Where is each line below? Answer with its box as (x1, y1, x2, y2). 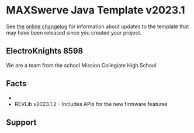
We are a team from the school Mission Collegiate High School (6, 62, 157, 69)
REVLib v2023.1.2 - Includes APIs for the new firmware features (14, 100, 168, 107)
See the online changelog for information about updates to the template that (6, 23, 189, 30)
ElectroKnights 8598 (6, 46, 84, 56)
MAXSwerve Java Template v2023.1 (6, 4, 185, 17)
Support (6, 117, 37, 127)
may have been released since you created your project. (6, 29, 142, 36)
